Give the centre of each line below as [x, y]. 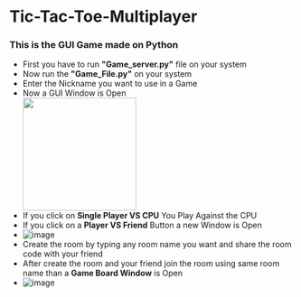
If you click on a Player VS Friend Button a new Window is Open [142, 225]
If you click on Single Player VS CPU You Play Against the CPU [140, 216]
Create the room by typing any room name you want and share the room [157, 245]
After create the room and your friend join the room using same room [151, 264]
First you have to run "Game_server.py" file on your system [134, 64]
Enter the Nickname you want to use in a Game [110, 84]
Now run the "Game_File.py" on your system [107, 74]
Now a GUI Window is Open [74, 93]
